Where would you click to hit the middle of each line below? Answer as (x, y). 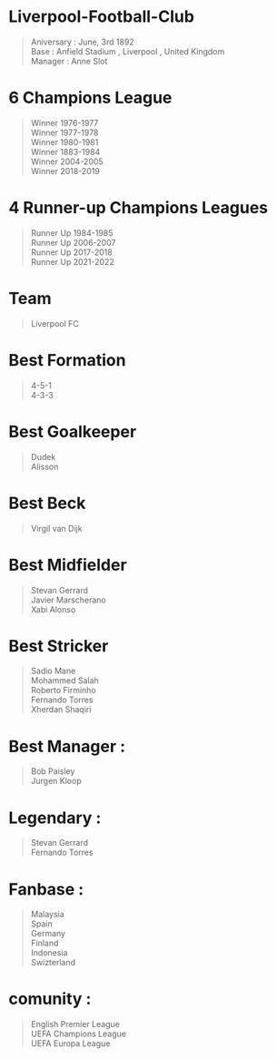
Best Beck (47, 503)
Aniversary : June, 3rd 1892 (83, 42)
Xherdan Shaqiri (61, 710)
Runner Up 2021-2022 (72, 261)
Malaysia (47, 915)
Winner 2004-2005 (67, 162)
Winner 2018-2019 (65, 171)
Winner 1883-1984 (65, 152)
